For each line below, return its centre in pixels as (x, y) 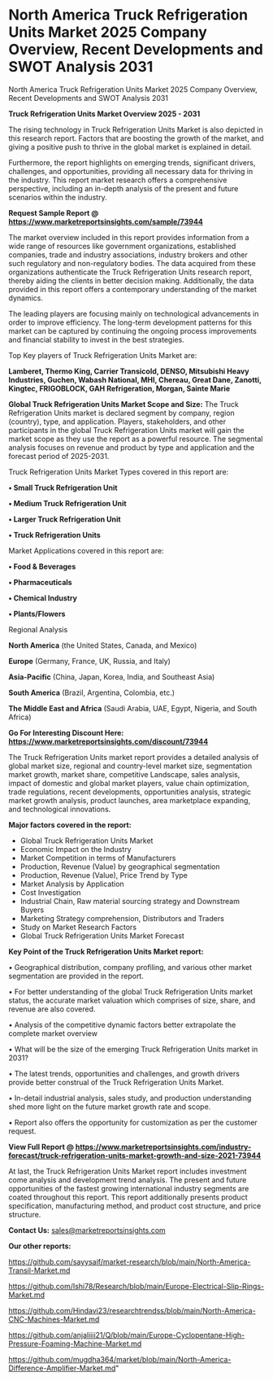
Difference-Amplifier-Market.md (62, 1368)
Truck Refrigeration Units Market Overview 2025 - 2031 (104, 114)
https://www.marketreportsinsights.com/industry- (163, 1147)
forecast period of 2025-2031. (59, 456)
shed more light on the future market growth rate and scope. (110, 1106)
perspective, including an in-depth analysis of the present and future (123, 188)
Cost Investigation (50, 892)
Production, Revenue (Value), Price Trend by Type (104, 875)
